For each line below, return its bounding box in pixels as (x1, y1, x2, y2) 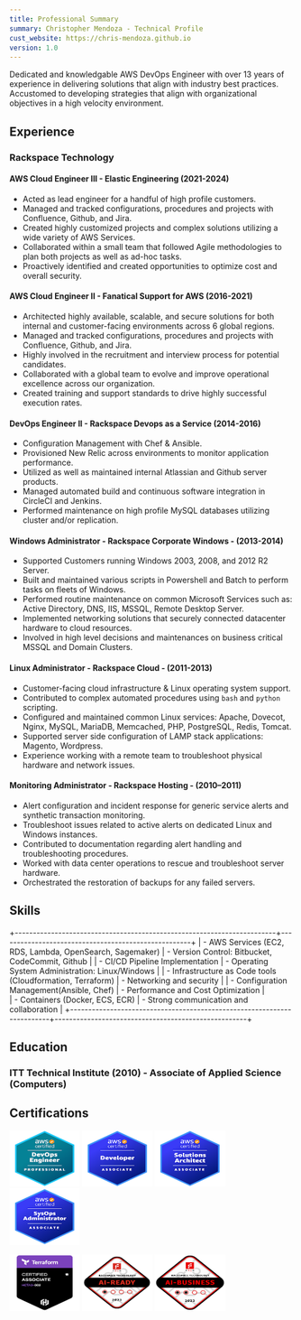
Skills (9, 903, 41, 918)
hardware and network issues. (22, 759, 135, 770)
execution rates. (22, 397, 83, 408)
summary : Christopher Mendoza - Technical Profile (9, 23, 204, 33)
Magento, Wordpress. (22, 740, 104, 751)
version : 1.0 (9, 43, 59, 52)
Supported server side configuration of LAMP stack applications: (22, 730, 264, 741)
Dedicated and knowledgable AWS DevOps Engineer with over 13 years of (9, 69, 285, 80)
